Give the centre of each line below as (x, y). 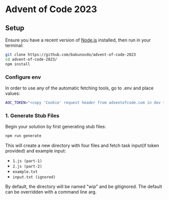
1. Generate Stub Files (32, 116)
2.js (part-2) (27, 166)
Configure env (23, 77)
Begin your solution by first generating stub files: (56, 127)
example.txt (25, 172)
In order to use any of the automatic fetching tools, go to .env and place (79, 88)
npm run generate (23, 136)
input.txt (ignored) (34, 177)
